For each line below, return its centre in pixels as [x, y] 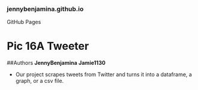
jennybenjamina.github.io [45, 9]
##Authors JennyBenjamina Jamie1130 [56, 63]
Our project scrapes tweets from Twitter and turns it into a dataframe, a [104, 74]
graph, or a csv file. [40, 81]
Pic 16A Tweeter [48, 46]
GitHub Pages [24, 22]
